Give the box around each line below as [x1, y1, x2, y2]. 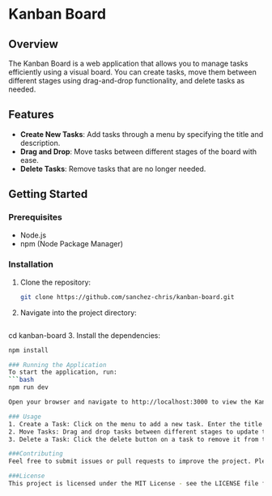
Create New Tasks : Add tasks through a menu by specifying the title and [19, 129, 264, 139]
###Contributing [8, 450, 63, 458]
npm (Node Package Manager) [19, 238, 124, 248]
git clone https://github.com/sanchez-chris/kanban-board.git [19, 293, 235, 301]
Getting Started [8, 187, 88, 201]
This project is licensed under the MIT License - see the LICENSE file [8, 480, 259, 488]
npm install [8, 346, 49, 354]
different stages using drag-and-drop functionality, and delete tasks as [8, 76, 245, 85]
